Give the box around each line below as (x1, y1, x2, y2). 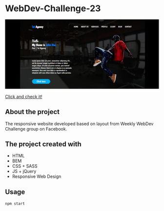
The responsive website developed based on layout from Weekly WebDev (5, 120, 154, 127)
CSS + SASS (12, 163, 38, 169)
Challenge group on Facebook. (5, 126, 67, 132)
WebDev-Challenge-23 (5, 3, 101, 14)
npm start (5, 201, 25, 206)
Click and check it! (5, 94, 42, 99)
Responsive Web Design (12, 173, 61, 179)
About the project (5, 108, 60, 116)
